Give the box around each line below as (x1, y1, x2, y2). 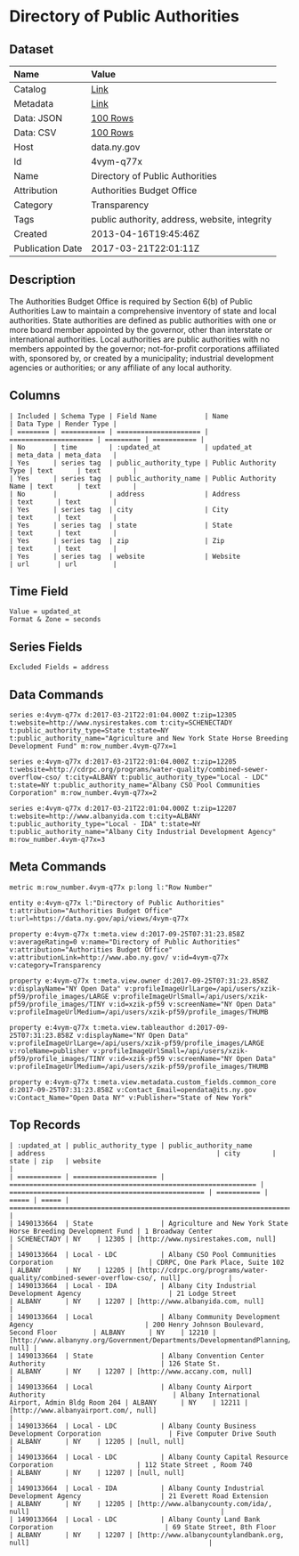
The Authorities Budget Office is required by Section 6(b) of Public (9, 296, 254, 306)
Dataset (9, 42, 54, 57)
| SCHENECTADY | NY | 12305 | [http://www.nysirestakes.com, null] (9, 1235, 277, 1244)
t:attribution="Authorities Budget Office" (9, 906, 174, 915)
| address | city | (9, 1148, 277, 1158)
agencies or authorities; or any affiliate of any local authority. (9, 362, 232, 373)
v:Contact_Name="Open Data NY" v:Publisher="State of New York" (9, 1093, 253, 1102)
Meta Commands (9, 859, 107, 874)
